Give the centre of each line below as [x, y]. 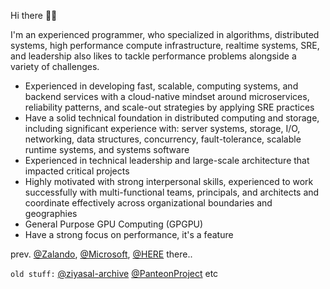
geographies [51, 213]
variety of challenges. [55, 66]
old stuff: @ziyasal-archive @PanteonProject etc [114, 273]
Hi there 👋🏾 [34, 15]
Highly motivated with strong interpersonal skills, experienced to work [169, 181]
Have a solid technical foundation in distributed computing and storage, [172, 118]
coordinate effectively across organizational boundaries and [148, 203]
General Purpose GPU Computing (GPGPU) [114, 224]
